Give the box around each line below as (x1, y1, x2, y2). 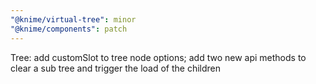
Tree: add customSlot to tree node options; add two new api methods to (10, 51, 307, 63)
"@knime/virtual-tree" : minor (10, 14, 137, 25)
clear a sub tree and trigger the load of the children (10, 62, 221, 74)
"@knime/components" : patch (10, 24, 128, 34)
